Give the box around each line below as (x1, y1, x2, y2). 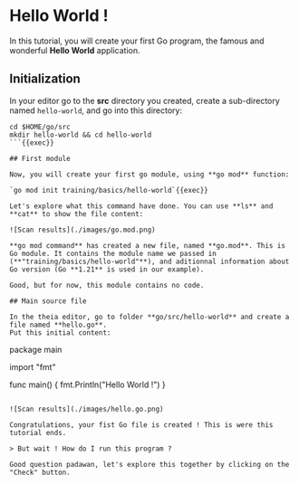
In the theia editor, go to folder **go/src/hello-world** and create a (9, 312, 290, 321)
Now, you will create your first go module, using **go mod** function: (9, 169, 290, 179)
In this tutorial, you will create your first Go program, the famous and (9, 35, 265, 46)
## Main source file (9, 296, 88, 306)
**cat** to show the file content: (9, 209, 144, 218)
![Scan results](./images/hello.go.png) (9, 404, 165, 413)
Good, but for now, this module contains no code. (9, 280, 205, 289)
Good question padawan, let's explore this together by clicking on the (9, 460, 290, 469)
